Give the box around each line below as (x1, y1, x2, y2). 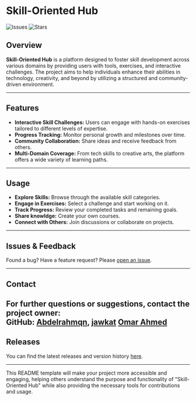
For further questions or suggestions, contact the (6, 299, 190, 309)
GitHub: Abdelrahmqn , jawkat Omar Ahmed (6, 317, 167, 327)
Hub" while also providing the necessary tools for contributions (28, 382, 180, 389)
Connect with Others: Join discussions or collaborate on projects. (14, 219, 174, 226)
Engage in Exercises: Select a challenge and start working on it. (14, 200, 169, 207)
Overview (6, 40, 43, 50)
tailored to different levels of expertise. (14, 125, 108, 132)
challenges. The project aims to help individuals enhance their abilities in (6, 68, 181, 75)
